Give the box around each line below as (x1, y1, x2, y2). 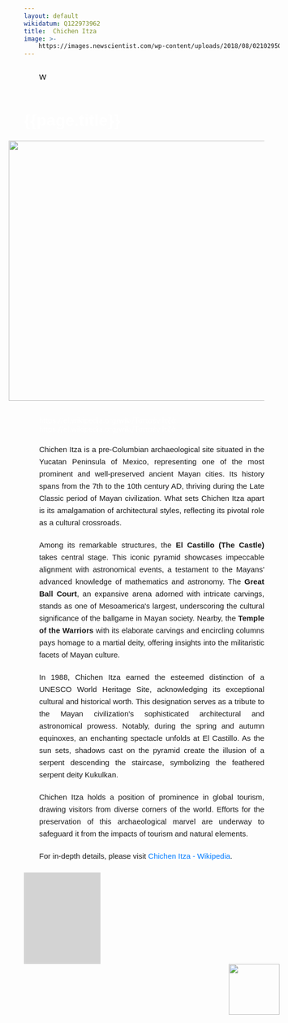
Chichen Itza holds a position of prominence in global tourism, (39, 792, 264, 802)
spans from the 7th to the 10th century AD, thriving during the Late (39, 481, 264, 491)
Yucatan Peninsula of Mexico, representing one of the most (39, 457, 264, 467)
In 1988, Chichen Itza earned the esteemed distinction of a (39, 673, 264, 682)
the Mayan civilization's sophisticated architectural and (39, 709, 264, 719)
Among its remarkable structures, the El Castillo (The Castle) (39, 540, 264, 550)
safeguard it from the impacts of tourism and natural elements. (39, 829, 248, 838)
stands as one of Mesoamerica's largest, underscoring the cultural (39, 601, 264, 611)
